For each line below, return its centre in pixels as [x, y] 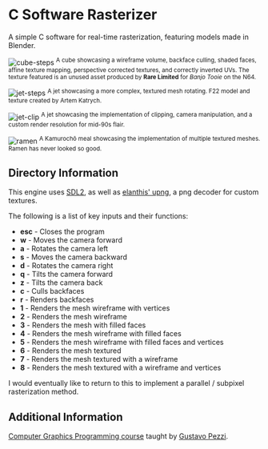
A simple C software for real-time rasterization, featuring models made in [129, 37]
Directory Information [63, 172]
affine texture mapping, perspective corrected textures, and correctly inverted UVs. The [129, 70]
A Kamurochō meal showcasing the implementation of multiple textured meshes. [150, 138]
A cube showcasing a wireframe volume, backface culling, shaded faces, [156, 60]
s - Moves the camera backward [74, 257]
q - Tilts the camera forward [66, 275]
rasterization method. [44, 392]
